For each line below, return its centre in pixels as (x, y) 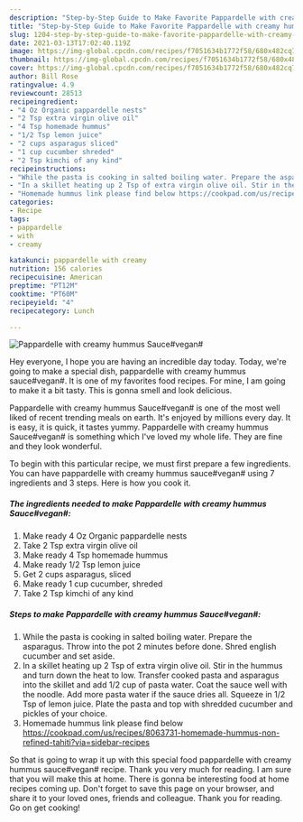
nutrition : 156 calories (56, 269)
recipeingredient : (44, 102)
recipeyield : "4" (42, 302)
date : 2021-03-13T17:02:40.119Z (70, 43)
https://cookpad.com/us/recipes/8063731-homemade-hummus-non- (151, 733)
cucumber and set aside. (69, 656)
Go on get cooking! (45, 808)
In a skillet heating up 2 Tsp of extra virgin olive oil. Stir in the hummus (152, 666)
